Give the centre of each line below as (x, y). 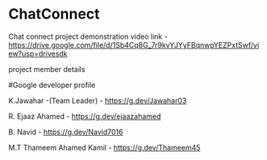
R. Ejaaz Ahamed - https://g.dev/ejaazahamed (85, 116)
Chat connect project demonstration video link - (88, 36)
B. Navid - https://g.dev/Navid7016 (66, 132)
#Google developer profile (52, 85)
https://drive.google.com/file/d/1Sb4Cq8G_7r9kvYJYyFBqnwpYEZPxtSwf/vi (134, 44)
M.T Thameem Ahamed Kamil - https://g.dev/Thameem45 (104, 147)
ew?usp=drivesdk (38, 53)
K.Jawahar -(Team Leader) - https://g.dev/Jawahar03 (98, 100)
